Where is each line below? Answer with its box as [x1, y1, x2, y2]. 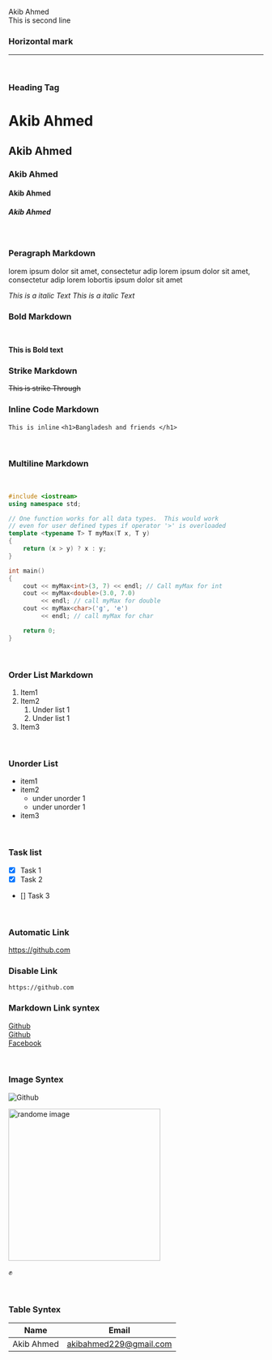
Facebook [8, 1038, 42, 1048]
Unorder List [8, 757, 58, 769]
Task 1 [19, 865, 42, 875]
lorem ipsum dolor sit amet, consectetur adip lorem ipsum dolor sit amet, [8, 266, 251, 276]
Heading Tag [8, 82, 60, 93]
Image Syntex [8, 1074, 64, 1085]
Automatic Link [8, 926, 70, 937]
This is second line [8, 15, 71, 25]
